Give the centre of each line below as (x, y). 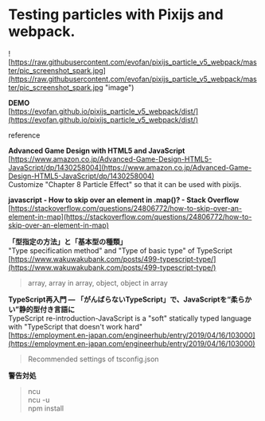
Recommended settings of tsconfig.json (93, 359)
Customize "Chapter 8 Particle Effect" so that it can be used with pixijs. (125, 184)
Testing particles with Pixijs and (116, 15)
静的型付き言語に (47, 309)
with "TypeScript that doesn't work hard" (76, 326)
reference (24, 135)
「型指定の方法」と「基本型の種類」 (68, 241)
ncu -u (39, 400)
